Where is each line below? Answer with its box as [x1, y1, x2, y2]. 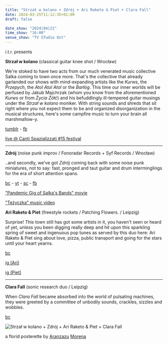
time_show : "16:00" [5, 31, 46, 36]
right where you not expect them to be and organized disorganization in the [5, 106, 161, 111]
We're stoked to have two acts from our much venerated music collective [5, 68, 156, 74]
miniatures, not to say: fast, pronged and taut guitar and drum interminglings [5, 165, 162, 171]
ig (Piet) [5, 269, 21, 275]
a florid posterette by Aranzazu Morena [5, 333, 86, 339]
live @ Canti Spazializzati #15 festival [5, 136, 81, 141]
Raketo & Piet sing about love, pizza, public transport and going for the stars [5, 235, 162, 241]
